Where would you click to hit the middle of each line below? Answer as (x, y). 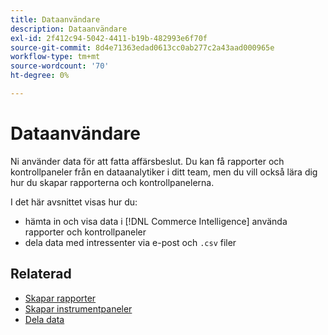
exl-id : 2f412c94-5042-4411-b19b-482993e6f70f (109, 38)
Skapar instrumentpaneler (78, 308)
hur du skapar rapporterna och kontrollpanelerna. (112, 182)
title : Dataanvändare (55, 19)
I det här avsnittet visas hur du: (74, 202)
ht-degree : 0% (40, 76)
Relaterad (41, 274)
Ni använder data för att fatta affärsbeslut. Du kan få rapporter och (147, 161)
